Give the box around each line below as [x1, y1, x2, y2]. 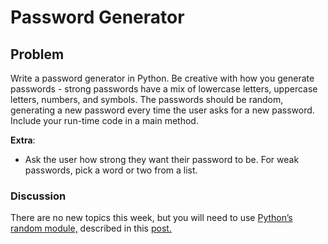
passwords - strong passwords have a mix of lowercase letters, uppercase [10, 83, 318, 95]
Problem [10, 46, 65, 63]
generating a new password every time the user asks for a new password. [10, 104, 315, 116]
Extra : [10, 134, 36, 146]
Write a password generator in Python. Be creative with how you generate [10, 72, 315, 84]
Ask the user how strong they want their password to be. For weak [24, 154, 300, 165]
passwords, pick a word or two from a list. [24, 164, 198, 176]
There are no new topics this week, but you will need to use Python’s [10, 212, 293, 224]
